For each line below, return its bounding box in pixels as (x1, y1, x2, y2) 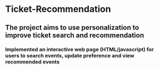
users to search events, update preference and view (5, 52, 134, 59)
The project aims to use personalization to (5, 23, 139, 32)
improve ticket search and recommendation (5, 31, 144, 39)
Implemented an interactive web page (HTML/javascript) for (5, 46, 154, 53)
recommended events (5, 58, 60, 65)
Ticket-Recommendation (5, 3, 111, 15)
